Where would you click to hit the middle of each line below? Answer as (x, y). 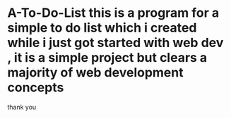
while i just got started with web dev (115, 43)
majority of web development (95, 73)
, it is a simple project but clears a (107, 58)
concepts (36, 87)
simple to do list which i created (102, 28)
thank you (22, 107)
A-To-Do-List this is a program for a (113, 13)
